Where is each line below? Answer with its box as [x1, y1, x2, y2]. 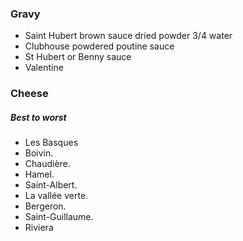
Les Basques [24, 137, 79, 149]
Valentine [24, 62, 64, 74]
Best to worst [10, 111, 67, 123]
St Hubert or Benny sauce [24, 51, 132, 63]
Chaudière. [24, 158, 71, 170]
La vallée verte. [24, 190, 89, 202]
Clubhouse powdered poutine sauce [24, 40, 175, 52]
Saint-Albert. [24, 179, 78, 191]
